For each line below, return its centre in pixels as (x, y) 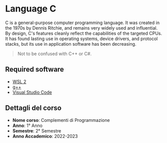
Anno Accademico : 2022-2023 (45, 136)
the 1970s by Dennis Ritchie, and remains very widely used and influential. (81, 28)
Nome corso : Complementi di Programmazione (61, 120)
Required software (34, 69)
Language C (31, 9)
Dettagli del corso (33, 108)
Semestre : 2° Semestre (37, 130)
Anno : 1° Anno (27, 125)
